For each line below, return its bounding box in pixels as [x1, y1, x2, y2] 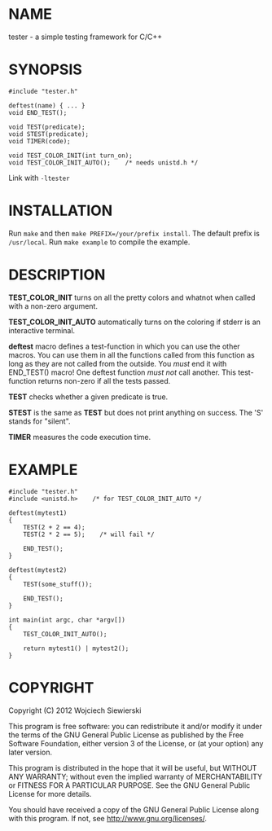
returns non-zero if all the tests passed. [37, 376, 171, 385]
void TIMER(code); [8, 137, 71, 145]
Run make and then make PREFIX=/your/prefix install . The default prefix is [8, 228, 261, 238]
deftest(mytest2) [8, 565, 68, 574]
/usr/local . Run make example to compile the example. [8, 237, 191, 247]
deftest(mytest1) [8, 508, 68, 517]
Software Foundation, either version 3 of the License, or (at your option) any [8, 738, 264, 748]
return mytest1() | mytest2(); [23, 644, 129, 653]
